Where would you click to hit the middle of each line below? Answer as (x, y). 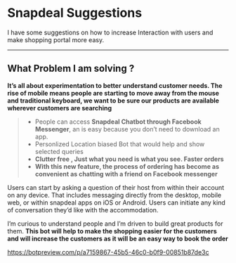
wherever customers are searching (60, 108)
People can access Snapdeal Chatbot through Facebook (118, 122)
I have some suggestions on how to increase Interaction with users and (110, 32)
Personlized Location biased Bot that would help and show (120, 144)
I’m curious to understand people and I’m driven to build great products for (115, 224)
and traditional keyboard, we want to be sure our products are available (113, 101)
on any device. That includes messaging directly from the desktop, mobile (114, 195)
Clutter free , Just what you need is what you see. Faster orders (129, 159)
